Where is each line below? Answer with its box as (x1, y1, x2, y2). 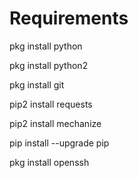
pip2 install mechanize (9, 117, 102, 129)
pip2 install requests (9, 98, 93, 110)
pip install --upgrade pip (9, 137, 110, 149)
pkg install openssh (9, 156, 90, 168)
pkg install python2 (9, 59, 89, 71)
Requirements (9, 7, 129, 30)
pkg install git (9, 78, 65, 91)
